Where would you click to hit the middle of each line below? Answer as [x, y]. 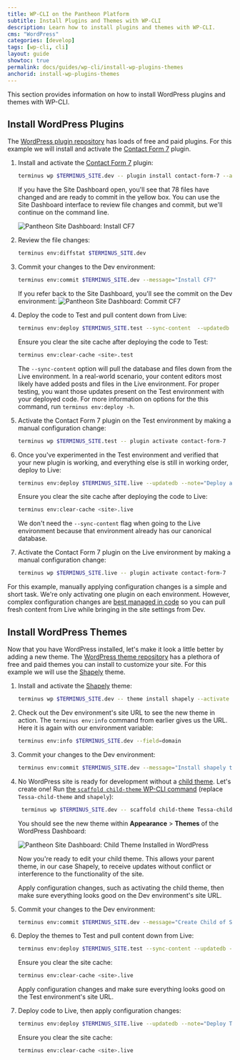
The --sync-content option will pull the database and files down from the [125, 368]
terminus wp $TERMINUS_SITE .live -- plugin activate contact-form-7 [122, 573]
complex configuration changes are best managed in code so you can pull [116, 602]
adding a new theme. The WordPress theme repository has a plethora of [114, 657]
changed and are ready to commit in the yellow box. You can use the [119, 197]
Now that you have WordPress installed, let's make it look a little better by [115, 649]
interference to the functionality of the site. [81, 873]
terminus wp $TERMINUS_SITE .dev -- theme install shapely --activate [124, 699]
